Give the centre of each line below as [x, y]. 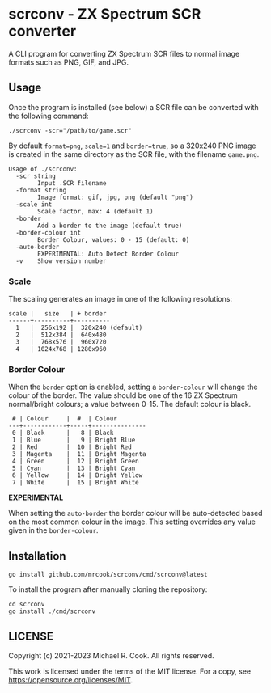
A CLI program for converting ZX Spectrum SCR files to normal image [124, 53]
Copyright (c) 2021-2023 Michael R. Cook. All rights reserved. [111, 655]
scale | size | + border [57, 314]
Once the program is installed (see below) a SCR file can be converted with [133, 107]
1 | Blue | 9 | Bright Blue [74, 440]
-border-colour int [49, 232]
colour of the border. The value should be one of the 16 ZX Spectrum [123, 395]
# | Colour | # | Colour [64, 419]
